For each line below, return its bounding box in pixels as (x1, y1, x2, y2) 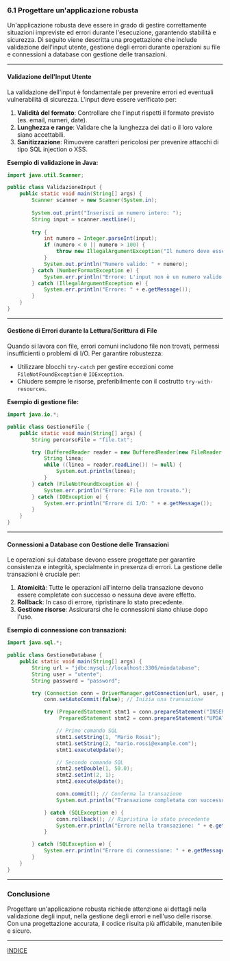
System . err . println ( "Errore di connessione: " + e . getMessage (43, 848, 225, 854)
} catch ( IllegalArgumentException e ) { (31, 280, 149, 287)
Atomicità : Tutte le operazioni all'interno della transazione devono (16, 584, 204, 592)
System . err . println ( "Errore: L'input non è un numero (43, 274, 201, 280)
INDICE (7, 946, 27, 954)
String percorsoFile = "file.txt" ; (31, 436, 133, 443)
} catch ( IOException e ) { (31, 494, 109, 500)
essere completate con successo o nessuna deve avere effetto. (16, 590, 196, 599)
